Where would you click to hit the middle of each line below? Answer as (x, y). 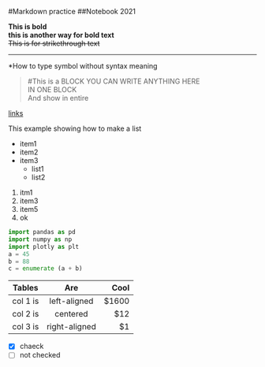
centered (71, 314)
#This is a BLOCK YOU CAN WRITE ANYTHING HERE (114, 81)
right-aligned (71, 327)
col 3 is (26, 327)
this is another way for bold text (61, 35)
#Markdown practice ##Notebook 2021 (72, 11)
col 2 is (26, 314)
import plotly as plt (44, 247)
